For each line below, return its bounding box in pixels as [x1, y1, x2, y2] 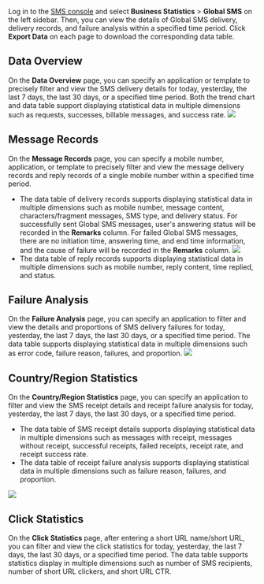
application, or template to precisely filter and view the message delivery [8, 162, 244, 172]
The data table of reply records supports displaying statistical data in [19, 254, 244, 263]
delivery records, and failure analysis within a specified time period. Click [8, 24, 246, 32]
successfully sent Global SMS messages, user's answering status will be [19, 219, 256, 229]
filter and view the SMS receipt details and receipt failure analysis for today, [8, 401, 254, 411]
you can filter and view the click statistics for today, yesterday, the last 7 [8, 541, 243, 551]
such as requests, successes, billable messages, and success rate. [8, 110, 226, 119]
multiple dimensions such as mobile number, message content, [19, 203, 225, 212]
